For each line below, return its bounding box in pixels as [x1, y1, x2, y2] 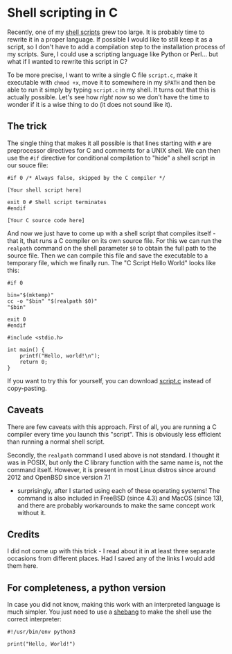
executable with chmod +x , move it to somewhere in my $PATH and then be [7, 78, 216, 86]
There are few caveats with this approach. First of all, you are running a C [7, 422, 217, 431]
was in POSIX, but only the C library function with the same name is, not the [7, 458, 224, 467]
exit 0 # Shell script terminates [7, 199, 107, 206]
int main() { [7, 346, 45, 353]
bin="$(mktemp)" [7, 292, 54, 299]
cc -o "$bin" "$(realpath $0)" [7, 297, 98, 305]
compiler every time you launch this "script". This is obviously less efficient [7, 430, 222, 438]
